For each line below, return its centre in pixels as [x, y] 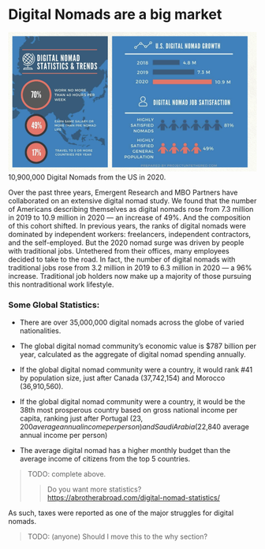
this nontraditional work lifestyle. [61, 284]
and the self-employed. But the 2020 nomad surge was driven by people [126, 243]
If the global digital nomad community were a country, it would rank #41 [136, 369]
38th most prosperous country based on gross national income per [129, 410]
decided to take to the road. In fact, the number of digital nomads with [122, 260]
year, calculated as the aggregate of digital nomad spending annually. [132, 354]
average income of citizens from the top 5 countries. [105, 458]
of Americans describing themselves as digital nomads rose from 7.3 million [131, 210]
